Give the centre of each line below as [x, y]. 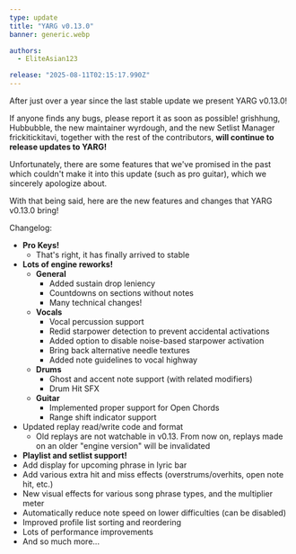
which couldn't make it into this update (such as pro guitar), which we [138, 174]
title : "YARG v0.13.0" [52, 26]
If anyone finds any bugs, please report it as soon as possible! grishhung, [145, 118]
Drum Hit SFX [74, 389]
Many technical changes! [96, 303]
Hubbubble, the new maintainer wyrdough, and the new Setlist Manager [142, 128]
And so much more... [61, 541]
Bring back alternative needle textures [119, 350]
